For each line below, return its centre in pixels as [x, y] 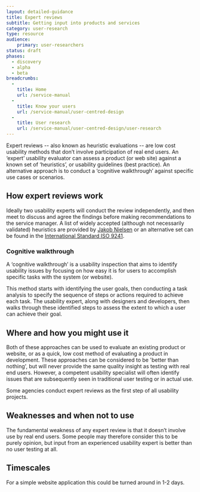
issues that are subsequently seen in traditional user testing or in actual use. [100, 379]
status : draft [24, 51]
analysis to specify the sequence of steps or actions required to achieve [95, 295]
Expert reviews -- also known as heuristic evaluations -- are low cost [91, 145]
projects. [17, 397]
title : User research [44, 123]
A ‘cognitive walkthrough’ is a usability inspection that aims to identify [92, 264]
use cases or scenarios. [36, 177]
